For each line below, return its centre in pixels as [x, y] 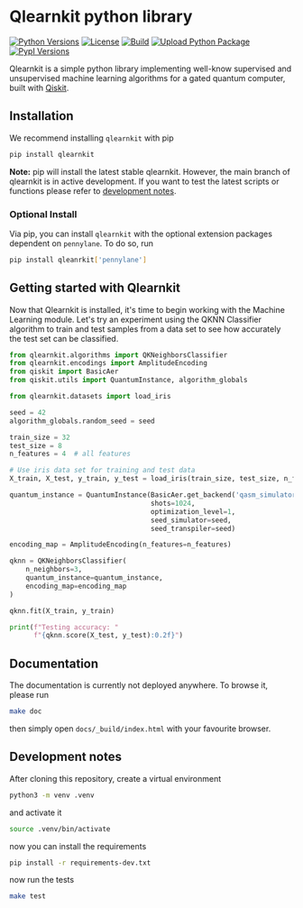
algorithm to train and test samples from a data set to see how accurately [145, 329]
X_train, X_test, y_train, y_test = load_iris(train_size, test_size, [145, 479]
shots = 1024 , [173, 503]
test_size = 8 [36, 445]
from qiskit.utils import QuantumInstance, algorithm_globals [129, 381]
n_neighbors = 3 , [54, 570]
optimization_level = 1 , [193, 511]
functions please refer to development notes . [93, 190]
